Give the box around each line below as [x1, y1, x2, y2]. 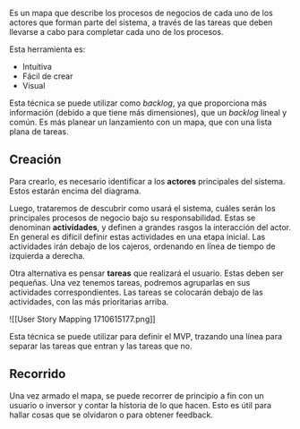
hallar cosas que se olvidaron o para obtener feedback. [9, 409, 213, 420]
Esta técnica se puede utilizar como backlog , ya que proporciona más [9, 98, 267, 108]
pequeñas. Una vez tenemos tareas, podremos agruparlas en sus [9, 277, 251, 287]
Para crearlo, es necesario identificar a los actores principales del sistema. [9, 176, 286, 186]
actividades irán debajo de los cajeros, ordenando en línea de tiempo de [9, 241, 276, 252]
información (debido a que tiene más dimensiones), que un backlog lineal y [9, 107, 287, 117]
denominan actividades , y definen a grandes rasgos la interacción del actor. [9, 221, 292, 232]
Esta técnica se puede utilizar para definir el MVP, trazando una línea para [9, 330, 283, 341]
